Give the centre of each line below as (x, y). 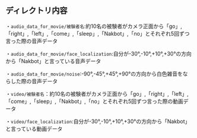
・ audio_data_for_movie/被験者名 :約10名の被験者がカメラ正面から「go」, (94, 26)
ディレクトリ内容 (36, 11)
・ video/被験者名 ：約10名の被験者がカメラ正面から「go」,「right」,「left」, (97, 93)
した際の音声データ (34, 81)
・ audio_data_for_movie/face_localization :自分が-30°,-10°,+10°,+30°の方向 (99, 54)
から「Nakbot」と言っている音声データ (53, 61)
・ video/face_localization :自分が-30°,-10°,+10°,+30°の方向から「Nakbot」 (98, 121)
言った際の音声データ (31, 41)
